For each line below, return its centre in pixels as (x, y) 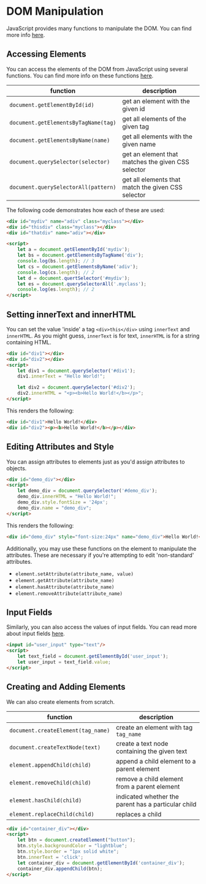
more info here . (26, 34)
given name (139, 144)
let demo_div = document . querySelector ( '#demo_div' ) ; (87, 491)
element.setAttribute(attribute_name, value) (74, 574)
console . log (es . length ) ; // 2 (56, 290)
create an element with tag (154, 727)
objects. (17, 468)
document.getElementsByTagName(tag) (63, 122)
